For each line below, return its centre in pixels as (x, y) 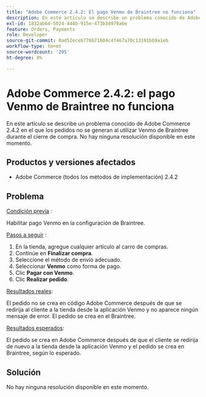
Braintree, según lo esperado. (44, 353)
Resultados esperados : (35, 328)
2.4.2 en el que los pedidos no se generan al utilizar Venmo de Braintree (97, 130)
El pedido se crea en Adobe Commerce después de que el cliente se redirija (102, 340)
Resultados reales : (30, 291)
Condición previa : (29, 211)
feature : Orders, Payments (41, 29)
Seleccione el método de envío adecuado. (68, 260)
